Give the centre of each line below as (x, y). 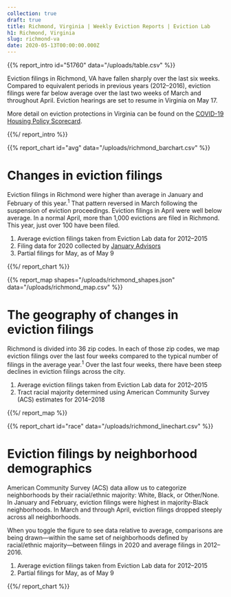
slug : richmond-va (33, 39)
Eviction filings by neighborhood (102, 454)
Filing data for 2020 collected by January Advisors (89, 246)
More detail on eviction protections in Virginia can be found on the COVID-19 (115, 114)
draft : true (24, 20)
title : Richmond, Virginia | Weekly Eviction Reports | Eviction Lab (109, 26)
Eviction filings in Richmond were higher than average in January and (105, 194)
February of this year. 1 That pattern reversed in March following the (102, 202)
